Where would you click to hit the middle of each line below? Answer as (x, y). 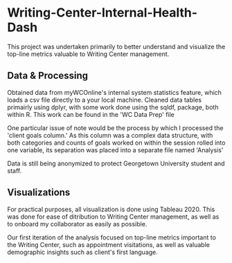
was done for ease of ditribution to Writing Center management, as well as (113, 217)
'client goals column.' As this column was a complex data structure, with (110, 135)
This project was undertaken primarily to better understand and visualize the (116, 46)
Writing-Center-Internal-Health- (102, 13)
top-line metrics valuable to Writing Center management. (88, 54)
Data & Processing (48, 76)
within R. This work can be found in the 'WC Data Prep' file (91, 114)
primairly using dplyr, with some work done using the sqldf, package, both (113, 107)
